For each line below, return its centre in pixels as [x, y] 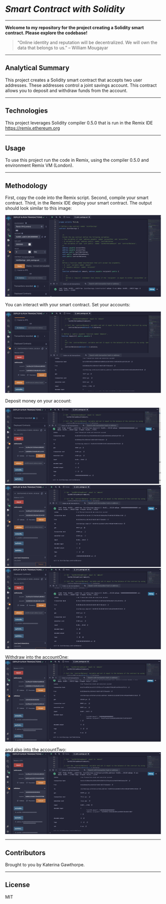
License [18, 885]
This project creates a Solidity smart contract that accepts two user [74, 80]
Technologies [27, 111]
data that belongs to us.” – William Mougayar [63, 48]
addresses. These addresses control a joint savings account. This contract [81, 85]
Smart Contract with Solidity [65, 9]
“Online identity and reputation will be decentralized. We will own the [87, 42]
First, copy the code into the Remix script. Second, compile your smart [77, 198]
